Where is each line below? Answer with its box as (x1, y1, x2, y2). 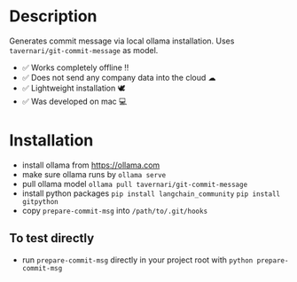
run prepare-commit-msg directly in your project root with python (21, 255, 254, 265)
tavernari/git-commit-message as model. (9, 44, 159, 55)
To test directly (9, 231, 95, 246)
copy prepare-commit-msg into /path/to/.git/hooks (21, 205, 208, 215)
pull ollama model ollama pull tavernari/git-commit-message (21, 178, 248, 189)
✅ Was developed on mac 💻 (21, 96, 128, 106)
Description (9, 6, 98, 27)
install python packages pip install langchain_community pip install (21, 188, 281, 199)
